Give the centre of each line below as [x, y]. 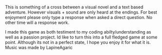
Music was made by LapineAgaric [39, 47]
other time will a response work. [37, 22]
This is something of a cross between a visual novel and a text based [74, 7]
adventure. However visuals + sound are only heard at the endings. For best [81, 12]
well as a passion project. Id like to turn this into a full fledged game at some [81, 37]
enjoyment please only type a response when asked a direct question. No [79, 17]
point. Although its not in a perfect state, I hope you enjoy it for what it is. [78, 42]
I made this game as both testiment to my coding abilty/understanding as [78, 32]
